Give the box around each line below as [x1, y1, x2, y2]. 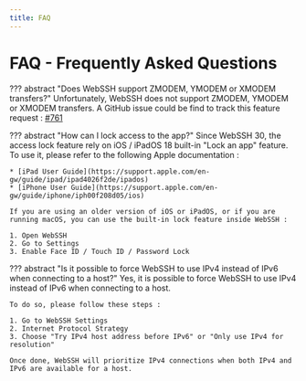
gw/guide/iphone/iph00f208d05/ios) [9, 191, 145, 200]
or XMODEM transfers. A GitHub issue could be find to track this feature [9, 102, 280, 113]
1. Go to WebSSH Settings [9, 316, 108, 325]
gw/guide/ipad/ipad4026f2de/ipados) [9, 175, 149, 184]
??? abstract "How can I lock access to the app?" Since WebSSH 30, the [9, 130, 281, 141]
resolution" [9, 340, 55, 349]
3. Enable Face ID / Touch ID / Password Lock [9, 247, 190, 256]
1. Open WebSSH [9, 230, 68, 240]
